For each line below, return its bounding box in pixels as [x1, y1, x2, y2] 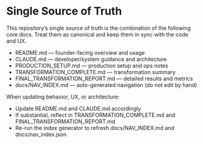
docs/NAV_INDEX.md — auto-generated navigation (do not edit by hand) [15, 81, 198, 89]
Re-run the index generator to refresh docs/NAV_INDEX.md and [15, 124, 174, 131]
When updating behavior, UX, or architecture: [6, 93, 120, 100]
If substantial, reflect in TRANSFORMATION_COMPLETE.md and [15, 111, 176, 118]
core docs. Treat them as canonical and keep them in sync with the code [6, 30, 188, 38]
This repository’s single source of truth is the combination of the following [6, 24, 191, 32]
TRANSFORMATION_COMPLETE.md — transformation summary [15, 68, 176, 75]
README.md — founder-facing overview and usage [15, 49, 145, 56]
